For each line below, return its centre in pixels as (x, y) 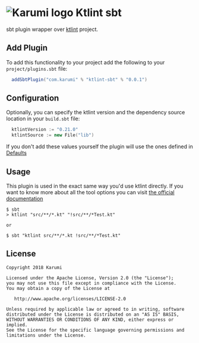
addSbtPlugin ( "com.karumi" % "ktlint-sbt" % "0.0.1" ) (79, 79)
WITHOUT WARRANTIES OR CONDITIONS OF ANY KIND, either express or (90, 319)
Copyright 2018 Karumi (34, 267)
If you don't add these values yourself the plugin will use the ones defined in (99, 146)
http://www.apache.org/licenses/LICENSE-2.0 (70, 299)
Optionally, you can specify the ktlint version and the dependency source (96, 113)
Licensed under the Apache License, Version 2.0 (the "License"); (90, 278)
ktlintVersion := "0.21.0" (45, 130)
